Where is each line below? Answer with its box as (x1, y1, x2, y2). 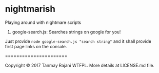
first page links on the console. (5, 43, 67, 49)
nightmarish (5, 3, 56, 15)
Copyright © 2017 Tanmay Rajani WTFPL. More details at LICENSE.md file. (5, 62, 155, 68)
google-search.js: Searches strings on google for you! (12, 29, 121, 35)
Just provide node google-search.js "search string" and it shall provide (5, 38, 152, 44)
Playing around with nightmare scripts (5, 19, 81, 25)
